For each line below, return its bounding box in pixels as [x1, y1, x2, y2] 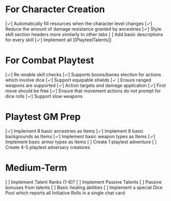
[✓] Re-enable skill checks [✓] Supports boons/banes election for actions [5, 71, 161, 78]
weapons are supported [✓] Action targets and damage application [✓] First [5, 82, 166, 88]
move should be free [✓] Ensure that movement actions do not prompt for [5, 88, 161, 94]
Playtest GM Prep [5, 111, 81, 123]
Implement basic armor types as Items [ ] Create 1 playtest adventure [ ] [5, 139, 157, 145]
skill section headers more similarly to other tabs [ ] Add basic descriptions [5, 31, 163, 37]
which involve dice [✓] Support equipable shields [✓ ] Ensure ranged [5, 77, 152, 83]
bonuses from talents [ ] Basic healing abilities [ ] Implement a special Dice [5, 184, 163, 190]
